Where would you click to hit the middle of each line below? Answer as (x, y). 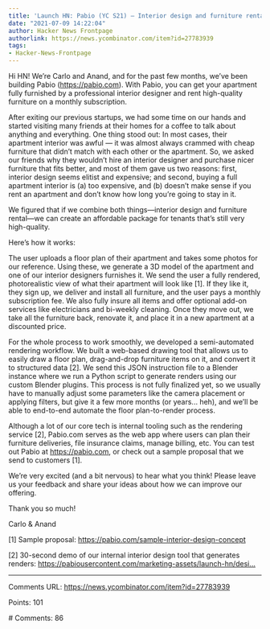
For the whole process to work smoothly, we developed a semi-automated (131, 342)
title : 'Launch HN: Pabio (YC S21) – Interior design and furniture (125, 16)
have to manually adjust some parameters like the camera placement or (127, 393)
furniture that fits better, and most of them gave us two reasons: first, (123, 169)
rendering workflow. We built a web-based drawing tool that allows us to (129, 350)
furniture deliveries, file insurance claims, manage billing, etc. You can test (131, 443)
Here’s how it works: (42, 243)
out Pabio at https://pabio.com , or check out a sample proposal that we (126, 452)
